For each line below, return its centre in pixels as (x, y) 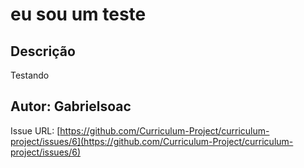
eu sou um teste (78, 14)
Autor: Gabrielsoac (71, 106)
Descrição (43, 51)
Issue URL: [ (35, 130)
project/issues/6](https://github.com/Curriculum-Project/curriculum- (152, 141)
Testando (30, 75)
